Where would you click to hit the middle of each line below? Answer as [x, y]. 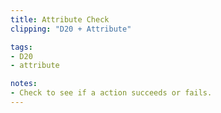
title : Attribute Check [60, 19]
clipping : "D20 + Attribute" [71, 29]
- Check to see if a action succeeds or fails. [111, 93]
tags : [21, 47]
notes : [24, 84]
